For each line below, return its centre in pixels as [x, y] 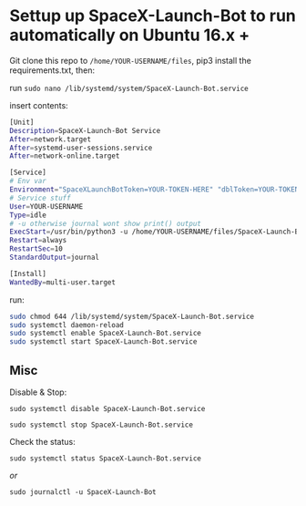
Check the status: [42, 442]
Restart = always [38, 241]
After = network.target [51, 139]
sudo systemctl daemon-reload [67, 325]
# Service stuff [40, 198]
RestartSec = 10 [36, 249]
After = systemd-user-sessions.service [81, 148]
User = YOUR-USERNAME [46, 206]
